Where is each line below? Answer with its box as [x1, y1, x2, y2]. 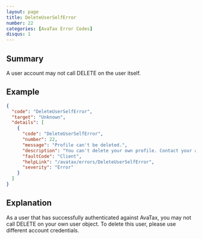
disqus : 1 [6, 31, 31, 37]
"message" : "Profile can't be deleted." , [22, 142, 128, 148]
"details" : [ [11, 120, 44, 126]
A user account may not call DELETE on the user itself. [6, 69, 141, 76]
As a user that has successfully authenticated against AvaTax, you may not [6, 214, 191, 221]
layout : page [6, 8, 39, 15]
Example [6, 87, 40, 97]
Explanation [6, 198, 52, 208]
